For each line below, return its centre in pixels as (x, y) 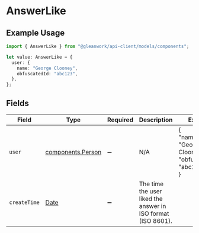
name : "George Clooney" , (47, 68)
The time (151, 184)
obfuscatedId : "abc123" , (47, 74)
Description (156, 120)
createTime (24, 202)
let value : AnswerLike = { (39, 57)
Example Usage (36, 33)
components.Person (73, 152)
